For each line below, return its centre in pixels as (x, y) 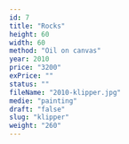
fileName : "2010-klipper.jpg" (65, 92)
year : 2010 (29, 59)
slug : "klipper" (39, 117)
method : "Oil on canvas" (55, 51)
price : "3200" (36, 68)
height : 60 (29, 34)
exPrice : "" (31, 76)
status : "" (29, 84)
